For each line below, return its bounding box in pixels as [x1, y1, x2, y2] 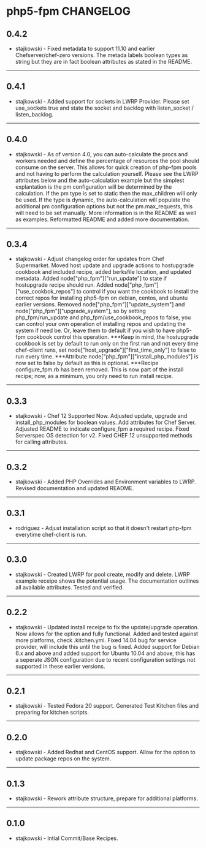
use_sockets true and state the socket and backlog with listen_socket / [15, 104, 194, 112]
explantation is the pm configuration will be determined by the [15, 183, 172, 191]
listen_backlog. [15, 110, 54, 118]
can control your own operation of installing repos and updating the [15, 320, 186, 328]
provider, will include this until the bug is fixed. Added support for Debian [15, 643, 200, 650]
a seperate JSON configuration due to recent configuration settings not [15, 656, 196, 663]
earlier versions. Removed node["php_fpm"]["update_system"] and [15, 301, 185, 308]
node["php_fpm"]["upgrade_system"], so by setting [15, 308, 146, 315]
